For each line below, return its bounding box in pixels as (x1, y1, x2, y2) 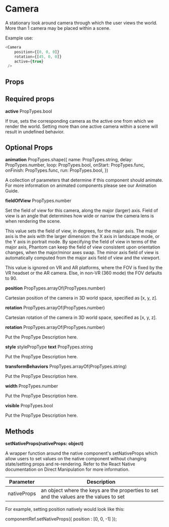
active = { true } (14, 59, 44, 64)
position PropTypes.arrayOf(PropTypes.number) (5, 285, 106, 291)
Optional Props (5, 143, 53, 152)
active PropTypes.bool (5, 108, 52, 114)
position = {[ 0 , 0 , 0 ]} (14, 49, 59, 55)
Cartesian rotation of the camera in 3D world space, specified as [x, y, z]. (5, 314, 157, 321)
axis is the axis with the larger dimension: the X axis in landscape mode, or (5, 233, 160, 239)
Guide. (5, 188, 19, 194)
